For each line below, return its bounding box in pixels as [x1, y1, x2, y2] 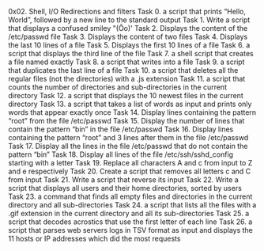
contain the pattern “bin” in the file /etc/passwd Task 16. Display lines [8, 124, 234, 134]
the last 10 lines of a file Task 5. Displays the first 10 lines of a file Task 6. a [8, 40, 251, 50]
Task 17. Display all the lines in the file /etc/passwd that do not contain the [8, 142, 248, 150]
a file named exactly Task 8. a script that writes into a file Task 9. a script [8, 57, 245, 67]
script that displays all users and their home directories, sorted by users [8, 184, 243, 192]
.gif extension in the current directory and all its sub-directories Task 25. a [8, 209, 250, 218]
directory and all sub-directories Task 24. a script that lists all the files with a [8, 200, 257, 209]
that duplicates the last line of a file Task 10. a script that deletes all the [8, 66, 239, 74]
